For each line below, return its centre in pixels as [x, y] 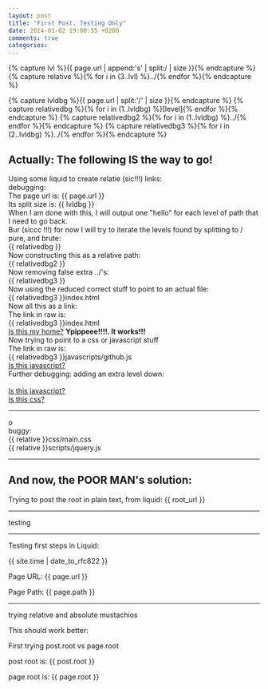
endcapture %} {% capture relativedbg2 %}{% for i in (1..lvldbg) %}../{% [128, 117]
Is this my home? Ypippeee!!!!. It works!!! [77, 331]
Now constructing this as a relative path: [75, 255]
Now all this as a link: [43, 306]
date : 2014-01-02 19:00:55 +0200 [64, 30]
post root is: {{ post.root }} [52, 661]
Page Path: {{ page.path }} [52, 592]
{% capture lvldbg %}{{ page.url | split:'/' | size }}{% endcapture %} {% [126, 101]
